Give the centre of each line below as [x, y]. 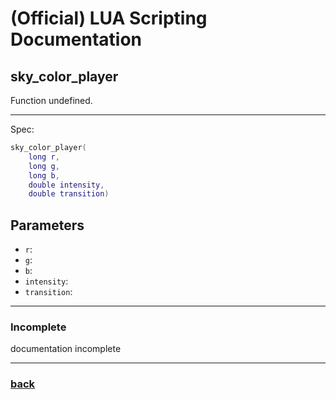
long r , [44, 157]
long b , [44, 175]
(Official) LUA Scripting [109, 18]
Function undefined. [51, 100]
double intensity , [66, 185]
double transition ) [69, 194]
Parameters [47, 225]
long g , [44, 166]
